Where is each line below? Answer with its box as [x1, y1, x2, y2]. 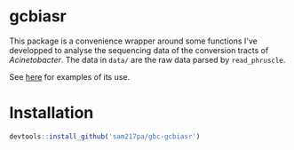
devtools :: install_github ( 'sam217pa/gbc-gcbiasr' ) [9, 131, 201, 141]
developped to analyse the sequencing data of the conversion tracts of [9, 44, 269, 55]
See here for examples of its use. [9, 71, 131, 82]
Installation [9, 103, 94, 123]
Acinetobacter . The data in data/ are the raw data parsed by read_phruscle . [9, 54, 286, 65]
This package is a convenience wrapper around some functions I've [9, 36, 258, 46]
